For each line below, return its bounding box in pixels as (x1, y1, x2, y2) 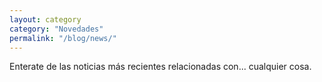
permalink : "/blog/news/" (9, 33, 117, 43)
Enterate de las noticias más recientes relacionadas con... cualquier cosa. (9, 61, 312, 73)
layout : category (9, 14, 82, 25)
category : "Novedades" (9, 24, 104, 34)
